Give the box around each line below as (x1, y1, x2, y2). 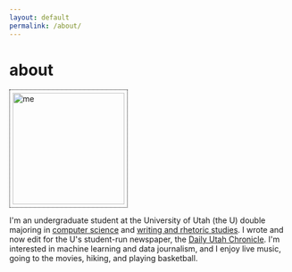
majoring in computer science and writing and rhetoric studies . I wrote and (9, 225, 284, 235)
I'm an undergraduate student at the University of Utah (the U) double (9, 215, 266, 226)
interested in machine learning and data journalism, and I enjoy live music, (9, 243, 281, 254)
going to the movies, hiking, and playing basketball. (9, 253, 198, 264)
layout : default (9, 12, 70, 22)
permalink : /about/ (9, 21, 82, 30)
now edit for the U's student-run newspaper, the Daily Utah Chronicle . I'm (9, 234, 280, 245)
